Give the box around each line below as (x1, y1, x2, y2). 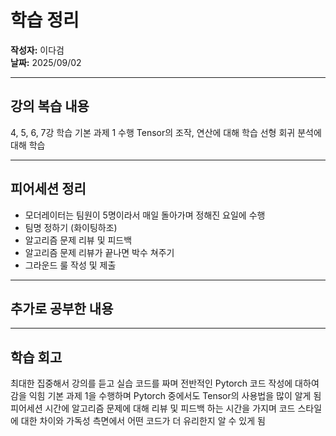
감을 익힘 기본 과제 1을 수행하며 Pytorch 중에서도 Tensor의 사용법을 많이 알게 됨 (10, 390, 322, 402)
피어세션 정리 (10, 181, 87, 198)
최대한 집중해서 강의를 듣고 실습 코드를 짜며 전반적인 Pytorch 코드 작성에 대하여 (10, 377, 320, 390)
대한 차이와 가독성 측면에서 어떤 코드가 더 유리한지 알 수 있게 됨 (20, 415, 266, 427)
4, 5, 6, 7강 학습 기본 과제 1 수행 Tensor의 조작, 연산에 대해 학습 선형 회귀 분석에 (10, 126, 322, 138)
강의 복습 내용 (10, 98, 90, 115)
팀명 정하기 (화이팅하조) (24, 221, 118, 233)
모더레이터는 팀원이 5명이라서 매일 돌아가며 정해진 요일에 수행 (24, 209, 266, 221)
